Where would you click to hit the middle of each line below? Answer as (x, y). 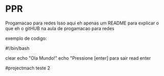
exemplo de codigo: (26, 38)
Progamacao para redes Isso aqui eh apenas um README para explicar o (82, 23)
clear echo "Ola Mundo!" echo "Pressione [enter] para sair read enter (78, 58)
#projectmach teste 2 (28, 68)
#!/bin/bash (17, 48)
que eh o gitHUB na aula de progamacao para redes (60, 28)
